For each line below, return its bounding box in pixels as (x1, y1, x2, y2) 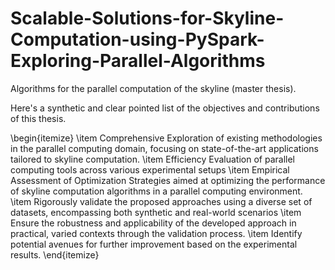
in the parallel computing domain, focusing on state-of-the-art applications (10, 142, 319, 154)
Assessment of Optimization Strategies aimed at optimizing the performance (10, 174, 326, 186)
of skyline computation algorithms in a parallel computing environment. (10, 185, 303, 197)
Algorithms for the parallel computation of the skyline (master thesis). (10, 82, 297, 94)
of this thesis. (10, 112, 67, 124)
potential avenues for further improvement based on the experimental (10, 238, 298, 250)
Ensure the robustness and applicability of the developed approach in (10, 217, 297, 229)
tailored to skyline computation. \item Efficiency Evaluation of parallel (10, 153, 295, 165)
